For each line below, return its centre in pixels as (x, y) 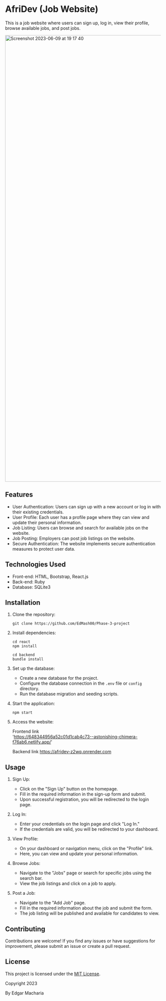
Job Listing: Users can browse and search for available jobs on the (80, 528)
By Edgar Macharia (24, 993)
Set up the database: (34, 668)
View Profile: (25, 839)
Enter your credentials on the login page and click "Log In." (80, 824)
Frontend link (26, 731)
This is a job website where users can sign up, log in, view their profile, (77, 23)
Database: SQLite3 (31, 587)
